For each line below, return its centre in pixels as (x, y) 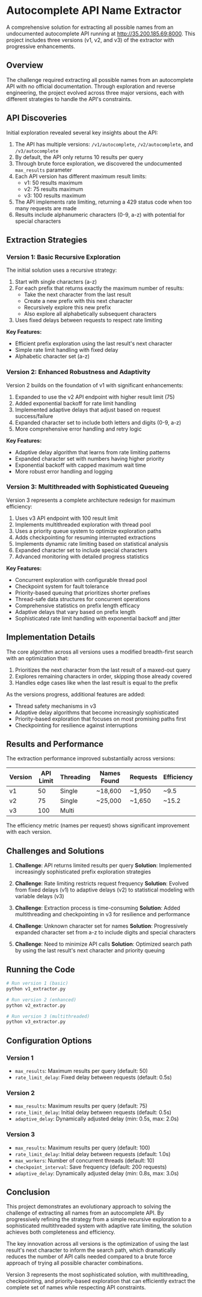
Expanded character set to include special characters (81, 550)
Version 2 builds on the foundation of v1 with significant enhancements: (95, 385)
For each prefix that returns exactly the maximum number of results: (99, 288)
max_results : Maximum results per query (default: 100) (82, 1148)
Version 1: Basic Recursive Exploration (63, 257)
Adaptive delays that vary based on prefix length (75, 611)
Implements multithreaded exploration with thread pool (83, 524)
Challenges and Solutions (55, 851)
